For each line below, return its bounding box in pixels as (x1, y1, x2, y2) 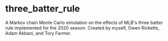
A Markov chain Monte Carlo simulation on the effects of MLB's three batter (5, 19, 163, 25)
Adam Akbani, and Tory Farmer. (5, 30, 72, 36)
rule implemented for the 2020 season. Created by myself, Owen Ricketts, (5, 24, 159, 30)
